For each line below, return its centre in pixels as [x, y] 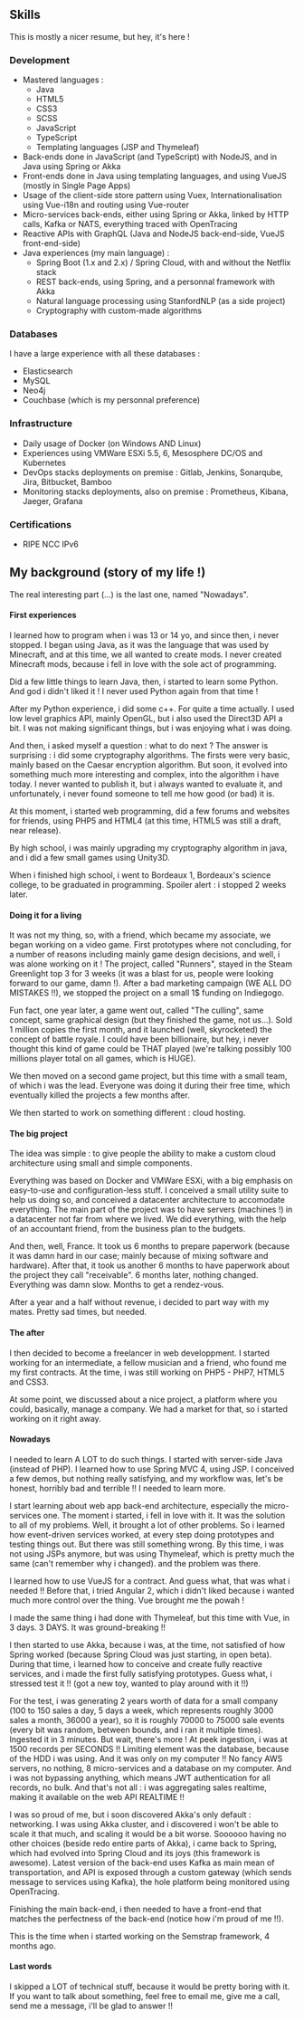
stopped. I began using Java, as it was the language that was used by [139, 645]
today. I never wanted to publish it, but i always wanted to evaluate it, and [146, 784]
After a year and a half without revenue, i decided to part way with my [139, 1302]
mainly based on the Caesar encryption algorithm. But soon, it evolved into [148, 765]
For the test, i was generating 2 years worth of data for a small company [144, 1701]
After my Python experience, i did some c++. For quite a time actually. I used [152, 709]
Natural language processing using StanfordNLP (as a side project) [161, 301]
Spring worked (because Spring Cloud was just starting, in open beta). [141, 1654]
